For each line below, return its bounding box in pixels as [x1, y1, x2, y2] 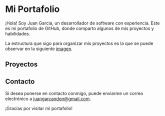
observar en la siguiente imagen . [5, 45, 73, 51]
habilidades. [5, 30, 30, 36]
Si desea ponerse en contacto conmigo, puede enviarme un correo [5, 90, 143, 96]
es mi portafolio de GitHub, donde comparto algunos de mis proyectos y [5, 25, 154, 31]
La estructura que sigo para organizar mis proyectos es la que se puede [5, 40, 153, 46]
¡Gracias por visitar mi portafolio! [5, 105, 73, 111]
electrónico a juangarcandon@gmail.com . [5, 96, 91, 102]
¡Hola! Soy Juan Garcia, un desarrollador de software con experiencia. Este [5, 20, 160, 26]
